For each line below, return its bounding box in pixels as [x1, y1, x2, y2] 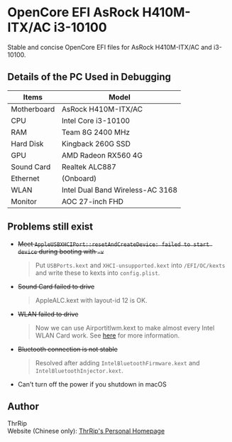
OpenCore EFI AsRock [7, 4, 140, 21]
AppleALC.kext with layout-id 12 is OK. [35, 296, 148, 304]
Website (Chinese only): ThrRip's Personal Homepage [7, 427, 165, 436]
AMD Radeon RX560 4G [61, 150, 143, 160]
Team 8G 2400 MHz [61, 127, 130, 137]
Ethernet [11, 173, 40, 183]
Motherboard [11, 104, 55, 114]
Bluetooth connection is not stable [17, 345, 118, 353]
